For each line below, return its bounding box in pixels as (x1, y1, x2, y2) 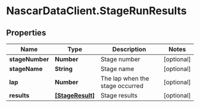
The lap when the (100, 74, 149, 82)
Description (112, 46, 146, 53)
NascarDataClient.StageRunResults (6, 4, 187, 18)
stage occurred (100, 82, 144, 90)
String (54, 65, 73, 73)
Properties (6, 28, 46, 38)
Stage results (100, 92, 138, 99)
